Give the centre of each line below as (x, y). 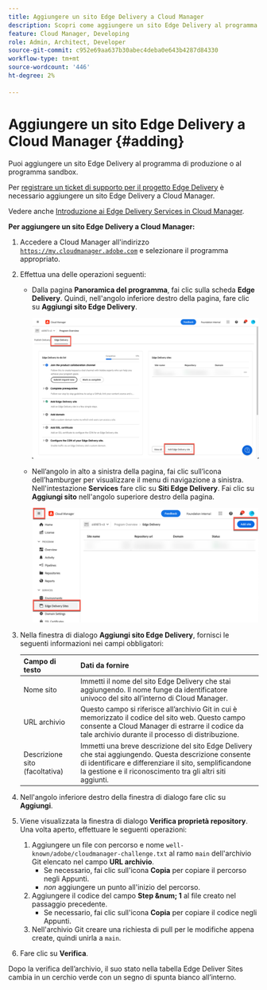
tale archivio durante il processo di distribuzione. (160, 735)
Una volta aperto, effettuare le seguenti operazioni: (103, 830)
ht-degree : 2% (32, 76)
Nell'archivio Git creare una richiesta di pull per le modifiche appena (143, 930)
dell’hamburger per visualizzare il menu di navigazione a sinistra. (137, 480)
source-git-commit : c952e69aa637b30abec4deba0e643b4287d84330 (113, 51)
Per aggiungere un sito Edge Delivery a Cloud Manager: (102, 226)
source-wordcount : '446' (49, 68)
